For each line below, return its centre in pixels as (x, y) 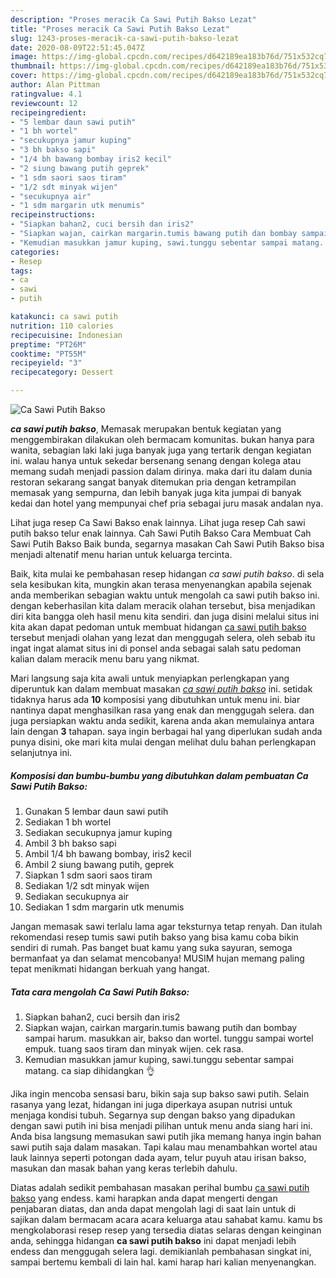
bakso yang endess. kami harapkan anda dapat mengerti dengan (144, 1198)
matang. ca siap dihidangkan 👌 (90, 1070)
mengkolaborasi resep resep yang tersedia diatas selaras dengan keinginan (166, 1230)
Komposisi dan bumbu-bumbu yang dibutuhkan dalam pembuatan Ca (159, 775)
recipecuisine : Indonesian (66, 335)
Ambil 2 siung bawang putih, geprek (99, 864)
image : (24, 57)
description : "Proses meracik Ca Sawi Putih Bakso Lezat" (133, 19)
